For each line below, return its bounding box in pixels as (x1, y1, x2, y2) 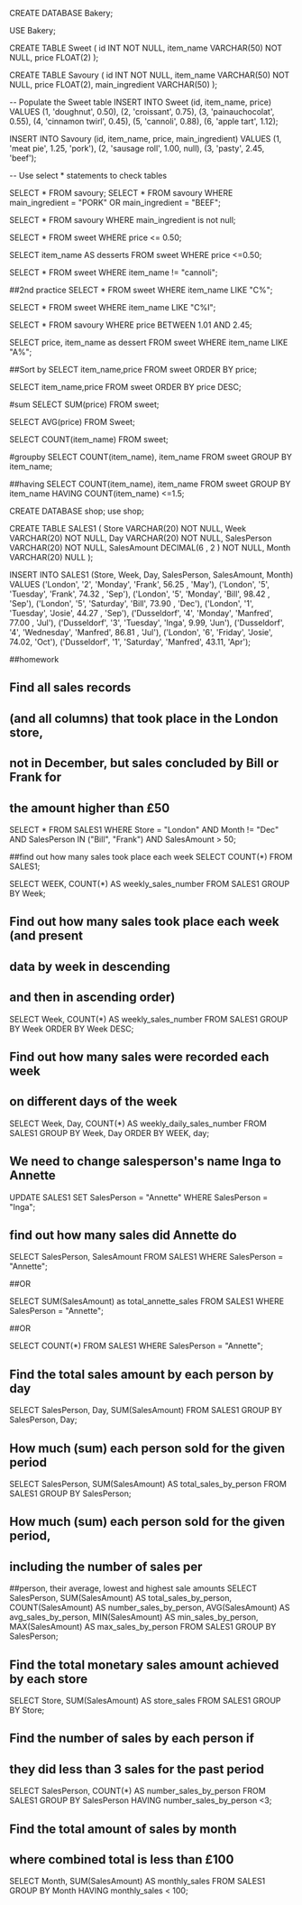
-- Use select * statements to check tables (9, 171, 168, 180)
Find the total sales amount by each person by (9, 1366, 274, 1382)
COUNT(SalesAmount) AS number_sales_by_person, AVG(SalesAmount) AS (9, 1602, 290, 1614)
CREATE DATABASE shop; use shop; (9, 505, 144, 516)
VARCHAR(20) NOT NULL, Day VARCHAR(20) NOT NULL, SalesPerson (9, 532, 272, 543)
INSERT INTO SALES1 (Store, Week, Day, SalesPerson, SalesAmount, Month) (9, 569, 294, 580)
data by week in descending (9, 958, 171, 974)
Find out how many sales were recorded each (9, 1049, 270, 1064)
